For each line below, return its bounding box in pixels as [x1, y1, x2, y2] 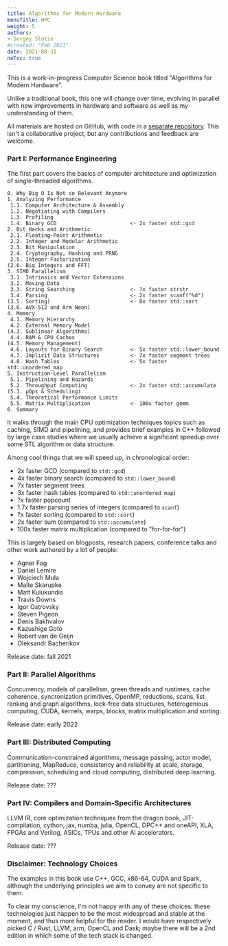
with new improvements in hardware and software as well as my [7, 101, 189, 110]
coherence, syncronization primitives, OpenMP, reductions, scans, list [7, 693, 205, 701]
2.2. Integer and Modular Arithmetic [10, 238, 118, 245]
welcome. [7, 137, 35, 145]
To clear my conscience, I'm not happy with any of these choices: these [7, 902, 211, 910]
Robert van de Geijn [16, 632, 73, 641]
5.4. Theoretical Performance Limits [10, 394, 118, 402]
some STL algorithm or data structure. [7, 440, 115, 448]
